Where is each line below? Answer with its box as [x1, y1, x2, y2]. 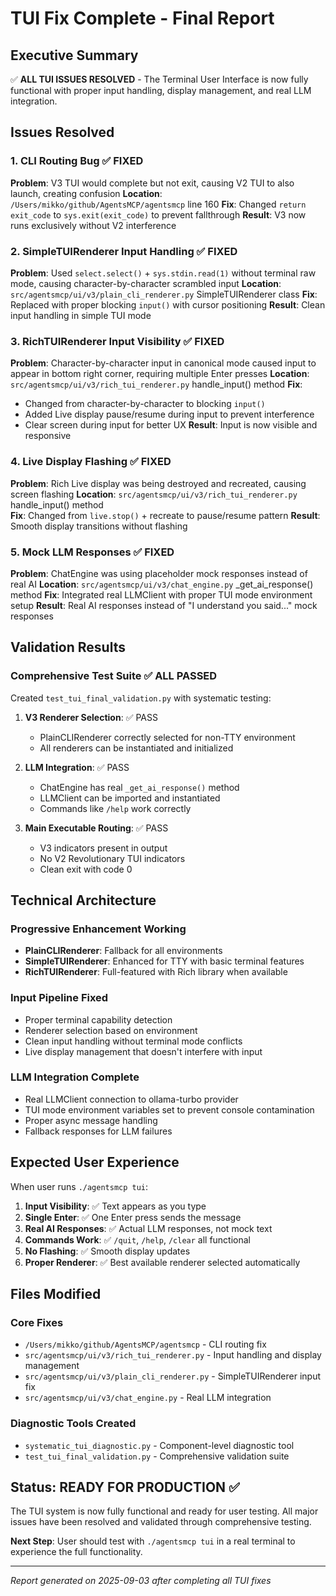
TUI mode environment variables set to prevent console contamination [24, 1103, 315, 1116]
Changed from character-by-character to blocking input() [24, 398, 266, 410]
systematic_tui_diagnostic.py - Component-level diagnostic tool [24, 1439, 295, 1451]
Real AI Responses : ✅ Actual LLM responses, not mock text [24, 1222, 273, 1234]
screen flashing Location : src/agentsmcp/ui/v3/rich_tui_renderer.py [10, 488, 298, 500]
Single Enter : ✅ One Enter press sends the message [24, 1211, 242, 1223]
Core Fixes [10, 1315, 64, 1329]
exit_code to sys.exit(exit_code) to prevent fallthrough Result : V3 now [10, 208, 307, 221]
